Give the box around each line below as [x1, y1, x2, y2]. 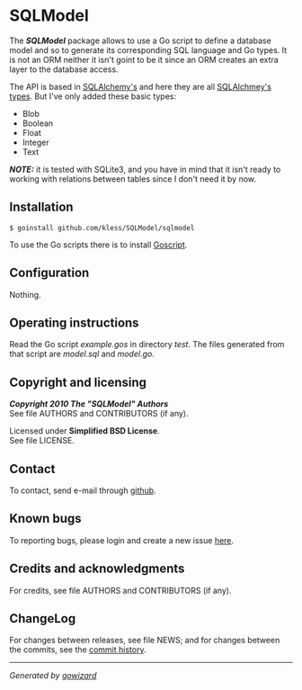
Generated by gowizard [9, 670, 97, 681]
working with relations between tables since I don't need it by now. [9, 173, 257, 184]
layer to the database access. [9, 64, 119, 75]
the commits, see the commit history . [9, 644, 147, 655]
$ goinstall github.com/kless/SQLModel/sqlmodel [9, 223, 195, 232]
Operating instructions [9, 315, 139, 330]
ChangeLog [9, 611, 76, 626]
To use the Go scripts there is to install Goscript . [9, 239, 188, 250]
